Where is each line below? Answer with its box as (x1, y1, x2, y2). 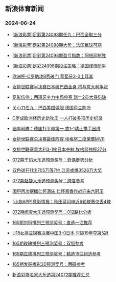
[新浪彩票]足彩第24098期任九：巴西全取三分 (12, 31, 102, 37)
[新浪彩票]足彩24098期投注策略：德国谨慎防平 (12, 63, 106, 69)
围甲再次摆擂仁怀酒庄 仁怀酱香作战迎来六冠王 (12, 188, 104, 194)
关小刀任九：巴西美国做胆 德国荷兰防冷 (12, 105, 91, 111)
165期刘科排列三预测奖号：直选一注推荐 (12, 219, 93, 225)
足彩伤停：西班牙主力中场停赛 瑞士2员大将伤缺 (12, 94, 107, 100)
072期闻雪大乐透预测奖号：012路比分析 (12, 209, 92, 215)
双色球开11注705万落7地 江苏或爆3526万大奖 (12, 167, 102, 173)
